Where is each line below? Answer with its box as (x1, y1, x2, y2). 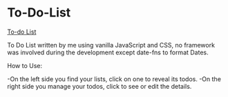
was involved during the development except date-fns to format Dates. (7, 48, 209, 56)
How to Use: (7, 61, 43, 69)
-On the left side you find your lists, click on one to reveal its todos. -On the (7, 74, 221, 83)
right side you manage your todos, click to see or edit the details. (7, 82, 192, 90)
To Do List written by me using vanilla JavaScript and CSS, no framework (7, 41, 216, 49)
